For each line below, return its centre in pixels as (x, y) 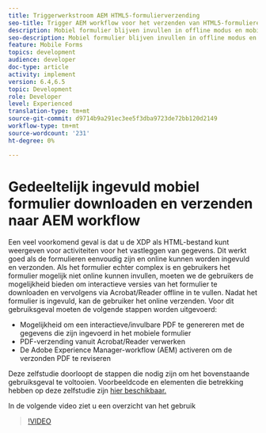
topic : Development (40, 89)
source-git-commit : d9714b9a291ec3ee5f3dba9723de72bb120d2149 (113, 119)
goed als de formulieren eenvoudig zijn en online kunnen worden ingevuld (129, 259)
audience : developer (42, 60)
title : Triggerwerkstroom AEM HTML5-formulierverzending (104, 15)
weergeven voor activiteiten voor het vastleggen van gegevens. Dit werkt (127, 251)
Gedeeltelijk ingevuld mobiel (104, 186)
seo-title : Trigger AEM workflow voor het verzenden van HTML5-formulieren (136, 23)
